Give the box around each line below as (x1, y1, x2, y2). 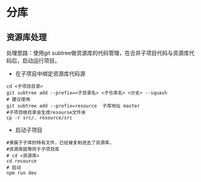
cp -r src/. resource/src (6, 115, 72, 121)
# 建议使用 (6, 96, 31, 102)
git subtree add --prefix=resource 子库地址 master (6, 103, 140, 109)
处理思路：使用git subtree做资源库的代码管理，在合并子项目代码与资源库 (6, 50, 189, 56)
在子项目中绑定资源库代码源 (15, 70, 86, 77)
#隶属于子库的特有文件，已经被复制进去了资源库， (6, 140, 115, 146)
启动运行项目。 (22, 57, 60, 64)
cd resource (6, 158, 37, 164)
